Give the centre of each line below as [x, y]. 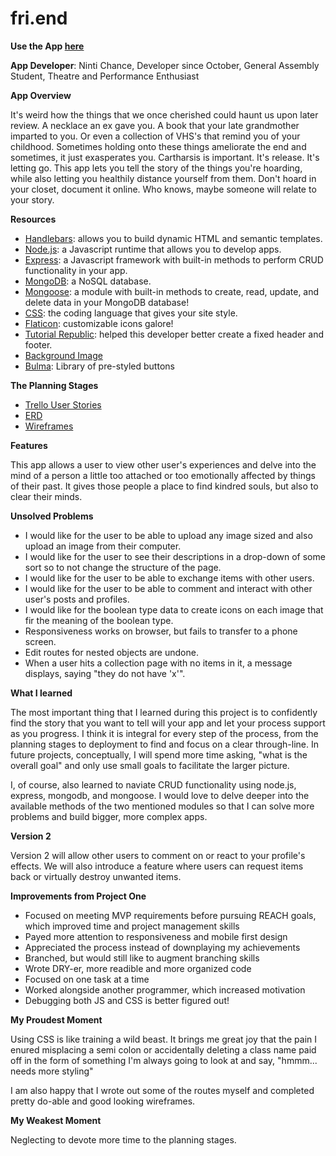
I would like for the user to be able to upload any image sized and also [168, 535]
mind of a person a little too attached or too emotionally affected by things [163, 475]
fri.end [39, 18]
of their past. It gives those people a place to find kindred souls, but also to [164, 486]
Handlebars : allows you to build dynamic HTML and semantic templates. [173, 238]
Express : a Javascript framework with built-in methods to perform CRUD [174, 259]
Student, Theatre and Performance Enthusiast [105, 76]
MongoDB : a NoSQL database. [88, 281]
